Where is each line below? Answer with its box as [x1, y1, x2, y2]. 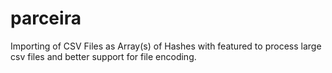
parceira [10, 7, 82, 30]
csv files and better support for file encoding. [10, 50, 197, 62]
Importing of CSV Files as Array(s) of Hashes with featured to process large [10, 40, 322, 52]
